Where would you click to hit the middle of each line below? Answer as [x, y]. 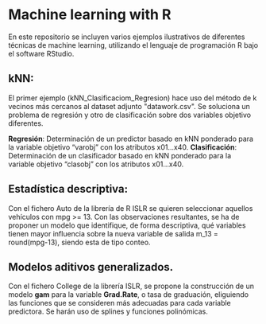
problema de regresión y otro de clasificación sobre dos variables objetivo [130, 115]
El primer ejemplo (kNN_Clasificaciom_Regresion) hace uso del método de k [133, 98]
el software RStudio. [41, 53]
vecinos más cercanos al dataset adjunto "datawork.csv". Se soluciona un [129, 106]
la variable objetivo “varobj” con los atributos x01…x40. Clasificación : [122, 147]
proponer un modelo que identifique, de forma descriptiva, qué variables [127, 225]
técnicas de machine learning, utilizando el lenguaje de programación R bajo [133, 45]
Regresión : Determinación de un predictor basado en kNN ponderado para [131, 139]
